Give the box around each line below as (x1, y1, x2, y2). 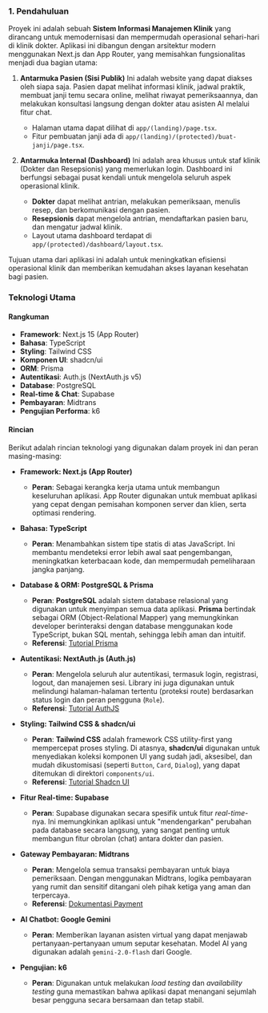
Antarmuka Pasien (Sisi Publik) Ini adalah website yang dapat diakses (19, 74, 253, 83)
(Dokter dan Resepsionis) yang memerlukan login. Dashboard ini (19, 164, 233, 174)
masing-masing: (8, 451, 62, 460)
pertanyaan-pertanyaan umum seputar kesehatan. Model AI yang (31, 938, 248, 948)
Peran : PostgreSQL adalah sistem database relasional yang (31, 595, 229, 605)
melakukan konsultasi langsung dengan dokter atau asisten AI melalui (19, 99, 250, 109)
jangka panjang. (31, 564, 86, 574)
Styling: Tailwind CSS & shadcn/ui (19, 719, 136, 728)
